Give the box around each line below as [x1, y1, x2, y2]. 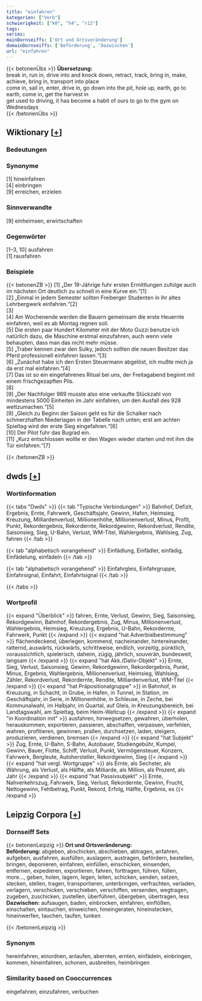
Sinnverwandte [6, 203, 52, 212]
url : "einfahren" [6, 48, 50, 54]
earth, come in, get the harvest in [6, 90, 89, 97]
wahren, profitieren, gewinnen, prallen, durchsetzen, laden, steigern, [6, 728, 177, 735]
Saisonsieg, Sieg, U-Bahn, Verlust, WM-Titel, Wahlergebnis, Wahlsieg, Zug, [6, 529, 193, 536]
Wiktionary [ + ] [6, 128, 62, 138]
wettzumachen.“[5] [6, 403, 54, 411]
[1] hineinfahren [6, 175, 45, 183]
